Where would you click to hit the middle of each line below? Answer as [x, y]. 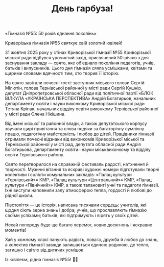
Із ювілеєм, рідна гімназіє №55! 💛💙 [42, 260]
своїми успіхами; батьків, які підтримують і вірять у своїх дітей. [72, 216]
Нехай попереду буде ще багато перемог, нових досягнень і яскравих [79, 225]
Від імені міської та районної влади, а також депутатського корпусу [76, 123]
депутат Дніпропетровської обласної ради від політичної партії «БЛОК [79, 93]
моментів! [16, 230]
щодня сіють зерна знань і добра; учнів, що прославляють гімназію [76, 210]
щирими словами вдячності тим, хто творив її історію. [62, 73]
